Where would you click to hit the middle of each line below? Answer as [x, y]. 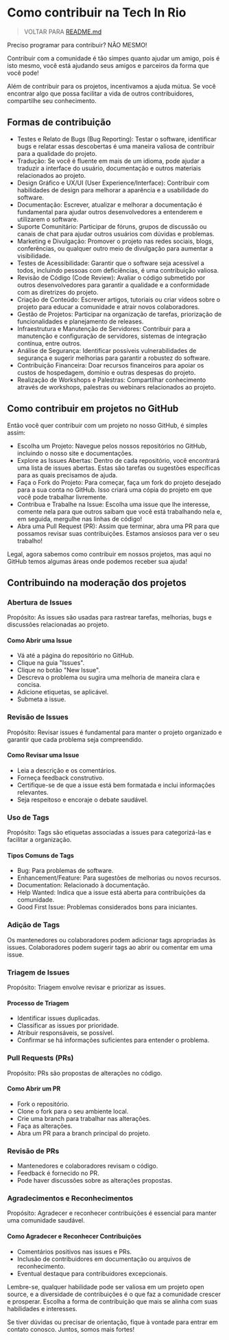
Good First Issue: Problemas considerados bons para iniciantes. [107, 907]
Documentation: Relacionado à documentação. [83, 885]
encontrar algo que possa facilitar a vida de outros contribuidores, [100, 93]
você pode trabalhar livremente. [62, 497]
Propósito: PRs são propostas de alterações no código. [85, 1073]
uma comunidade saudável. [46, 1220]
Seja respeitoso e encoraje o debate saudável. [83, 799]
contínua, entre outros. [49, 343]
